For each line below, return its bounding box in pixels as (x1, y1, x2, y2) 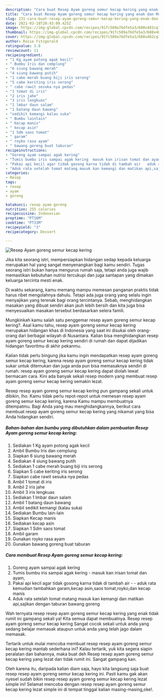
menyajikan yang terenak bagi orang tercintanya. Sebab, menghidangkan (5, 297, 152, 303)
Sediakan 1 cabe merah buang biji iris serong (12, 463, 103, 469)
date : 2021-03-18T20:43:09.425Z (5, 21, 71, 26)
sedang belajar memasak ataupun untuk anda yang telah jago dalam (5, 626, 143, 632)
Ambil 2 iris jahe (12, 484, 45, 490)
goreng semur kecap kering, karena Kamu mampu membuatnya (5, 398, 133, 404)
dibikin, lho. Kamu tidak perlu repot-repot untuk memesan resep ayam (5, 393, 146, 399)
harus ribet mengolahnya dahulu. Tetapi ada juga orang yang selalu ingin (5, 292, 151, 298)
